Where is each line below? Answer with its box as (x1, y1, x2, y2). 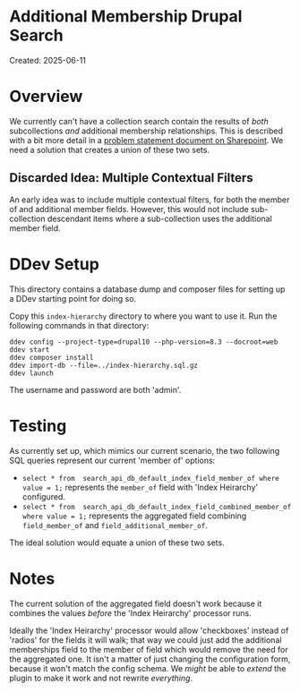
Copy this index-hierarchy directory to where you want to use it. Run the (9, 311, 278, 321)
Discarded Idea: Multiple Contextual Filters (9, 170, 253, 185)
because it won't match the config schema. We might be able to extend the (9, 662, 287, 673)
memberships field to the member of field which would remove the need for (9, 644, 288, 654)
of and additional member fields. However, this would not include (9, 203, 249, 214)
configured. (21, 491, 65, 502)
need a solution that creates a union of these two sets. (9, 144, 210, 155)
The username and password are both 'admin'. (9, 384, 182, 395)
